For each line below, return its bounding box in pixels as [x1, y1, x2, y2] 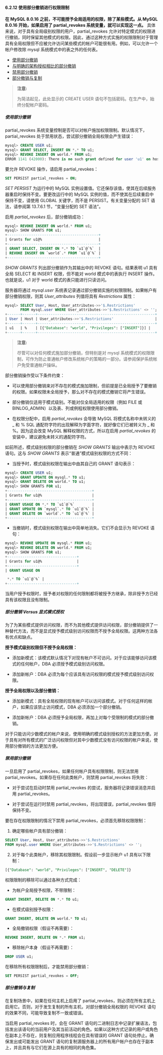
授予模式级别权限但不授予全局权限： [5, 645, 78, 650]
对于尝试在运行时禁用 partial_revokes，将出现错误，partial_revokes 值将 [12, 801, 156, 807]
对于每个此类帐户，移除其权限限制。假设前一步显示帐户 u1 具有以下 [12, 851, 147, 857]
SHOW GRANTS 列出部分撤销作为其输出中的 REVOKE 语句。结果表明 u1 [5, 264, 148, 270]
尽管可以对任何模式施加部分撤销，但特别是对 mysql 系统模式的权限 [16, 350, 150, 355]
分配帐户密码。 [21, 102, 51, 108]
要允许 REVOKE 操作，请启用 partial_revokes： [5, 166, 98, 172]
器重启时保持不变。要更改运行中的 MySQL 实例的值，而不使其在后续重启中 [5, 191, 154, 197]
